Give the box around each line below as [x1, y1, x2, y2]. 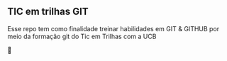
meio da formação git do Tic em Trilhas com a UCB [7, 32, 157, 40]
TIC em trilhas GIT [7, 6, 89, 18]
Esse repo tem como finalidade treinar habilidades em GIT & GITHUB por [7, 24, 220, 33]
